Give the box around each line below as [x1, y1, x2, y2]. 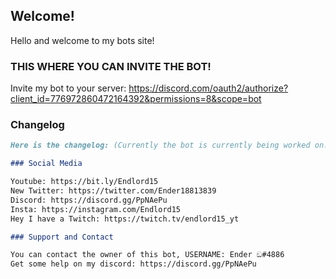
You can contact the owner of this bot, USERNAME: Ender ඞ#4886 [10, 250, 285, 260]
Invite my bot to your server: [10, 82, 127, 94]
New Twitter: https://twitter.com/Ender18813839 [10, 186, 217, 196]
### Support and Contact [10, 232, 114, 242]
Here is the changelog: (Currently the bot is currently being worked [10, 140, 311, 151]
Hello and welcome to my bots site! [10, 34, 155, 46]
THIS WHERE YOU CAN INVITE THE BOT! [10, 59, 212, 73]
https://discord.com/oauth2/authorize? [128, 82, 289, 94]
